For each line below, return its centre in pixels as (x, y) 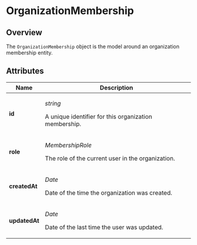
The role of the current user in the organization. (110, 158)
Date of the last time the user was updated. (104, 227)
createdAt (23, 186)
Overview (24, 33)
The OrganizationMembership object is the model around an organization (93, 46)
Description (116, 87)
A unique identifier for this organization (98, 117)
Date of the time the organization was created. (108, 193)
